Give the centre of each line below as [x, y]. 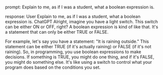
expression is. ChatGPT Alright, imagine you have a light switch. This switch [81, 22]
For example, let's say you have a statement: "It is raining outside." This [77, 41]
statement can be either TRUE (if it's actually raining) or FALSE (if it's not [78, 47]
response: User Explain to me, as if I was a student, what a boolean [73, 16]
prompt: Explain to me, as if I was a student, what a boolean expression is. [80, 7]
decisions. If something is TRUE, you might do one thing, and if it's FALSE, [80, 57]
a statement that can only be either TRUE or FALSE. [57, 32]
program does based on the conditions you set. [53, 67]
